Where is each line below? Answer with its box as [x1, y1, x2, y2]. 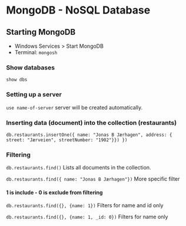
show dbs [6, 77, 28, 83]
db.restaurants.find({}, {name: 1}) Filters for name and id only [6, 202, 164, 209]
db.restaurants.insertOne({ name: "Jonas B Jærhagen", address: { [6, 132, 172, 138]
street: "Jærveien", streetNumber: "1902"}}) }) [6, 137, 128, 143]
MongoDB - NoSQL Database [6, 4, 151, 17]
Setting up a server [6, 91, 62, 99]
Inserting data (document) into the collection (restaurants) [6, 118, 177, 127]
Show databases [6, 63, 55, 71]
